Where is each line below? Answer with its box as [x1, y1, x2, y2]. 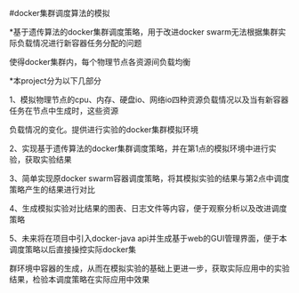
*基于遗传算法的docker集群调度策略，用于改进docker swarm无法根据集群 [9, 27, 279, 37]
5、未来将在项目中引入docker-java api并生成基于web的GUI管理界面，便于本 [9, 234, 287, 243]
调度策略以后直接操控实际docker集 [9, 244, 136, 255]
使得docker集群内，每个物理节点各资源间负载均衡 [9, 57, 191, 67]
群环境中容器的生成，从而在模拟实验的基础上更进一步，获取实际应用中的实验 [9, 263, 290, 273]
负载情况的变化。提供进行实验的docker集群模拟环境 [9, 124, 198, 135]
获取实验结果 [24, 154, 72, 164]
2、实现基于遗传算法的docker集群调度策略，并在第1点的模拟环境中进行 [9, 143, 269, 154]
